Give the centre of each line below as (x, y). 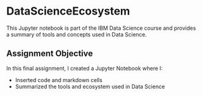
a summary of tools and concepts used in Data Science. (77, 34)
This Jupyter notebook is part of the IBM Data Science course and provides (101, 28)
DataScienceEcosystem (68, 11)
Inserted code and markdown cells (59, 80)
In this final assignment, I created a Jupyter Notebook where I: (85, 68)
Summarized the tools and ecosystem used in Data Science (90, 86)
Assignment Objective (50, 54)
